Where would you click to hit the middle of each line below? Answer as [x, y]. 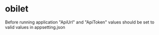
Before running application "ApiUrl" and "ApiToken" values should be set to [80, 22]
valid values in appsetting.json [35, 27]
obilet [17, 9]
